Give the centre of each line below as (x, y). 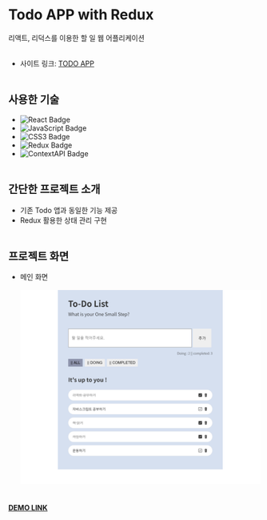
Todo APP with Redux (81, 15)
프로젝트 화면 (39, 256)
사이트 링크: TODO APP (57, 63)
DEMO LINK (28, 508)
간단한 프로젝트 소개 (54, 189)
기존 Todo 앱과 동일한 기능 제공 (69, 210)
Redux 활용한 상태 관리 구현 (63, 220)
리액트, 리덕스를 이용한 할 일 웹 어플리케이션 (77, 38)
